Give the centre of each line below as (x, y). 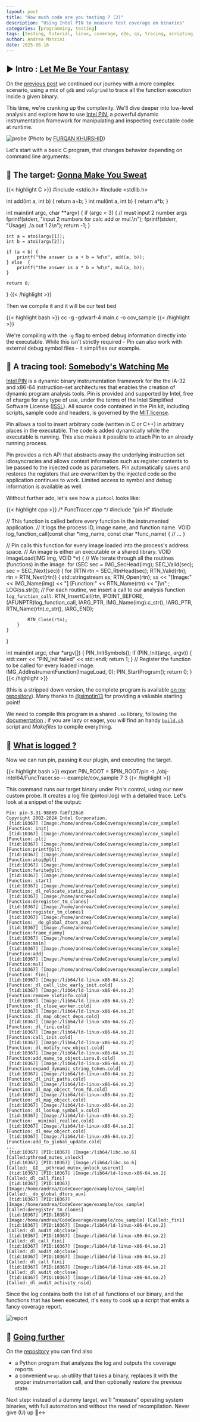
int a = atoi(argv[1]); (36, 236)
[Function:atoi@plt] (32, 860)
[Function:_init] (28, 829)
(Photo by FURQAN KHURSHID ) (66, 138)
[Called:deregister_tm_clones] (45, 1210)
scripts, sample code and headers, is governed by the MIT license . (88, 413)
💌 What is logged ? (41, 746)
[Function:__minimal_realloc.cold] (50, 1121)
